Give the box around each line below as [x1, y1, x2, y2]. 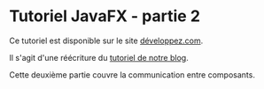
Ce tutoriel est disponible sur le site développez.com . [9, 35, 204, 46]
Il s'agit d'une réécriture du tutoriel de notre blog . [9, 52, 189, 63]
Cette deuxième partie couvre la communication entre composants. [9, 69, 255, 80]
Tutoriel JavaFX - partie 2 [9, 6, 201, 26]
